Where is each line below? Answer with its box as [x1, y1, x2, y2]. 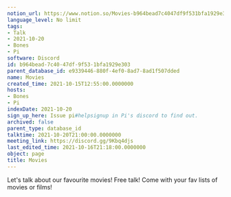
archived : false [7, 118, 54, 126]
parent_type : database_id [7, 125, 81, 132]
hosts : [7, 86, 26, 93]
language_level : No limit [7, 16, 81, 23]
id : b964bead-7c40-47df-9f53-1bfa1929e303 [7, 61, 131, 68]
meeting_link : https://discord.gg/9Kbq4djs [7, 138, 134, 145]
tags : [7, 23, 23, 30]
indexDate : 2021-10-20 [7, 106, 72, 113]
